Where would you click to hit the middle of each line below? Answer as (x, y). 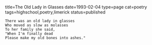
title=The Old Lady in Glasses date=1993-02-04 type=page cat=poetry (76, 7)
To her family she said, (30, 30)
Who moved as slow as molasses (37, 25)
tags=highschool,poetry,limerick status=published (55, 12)
